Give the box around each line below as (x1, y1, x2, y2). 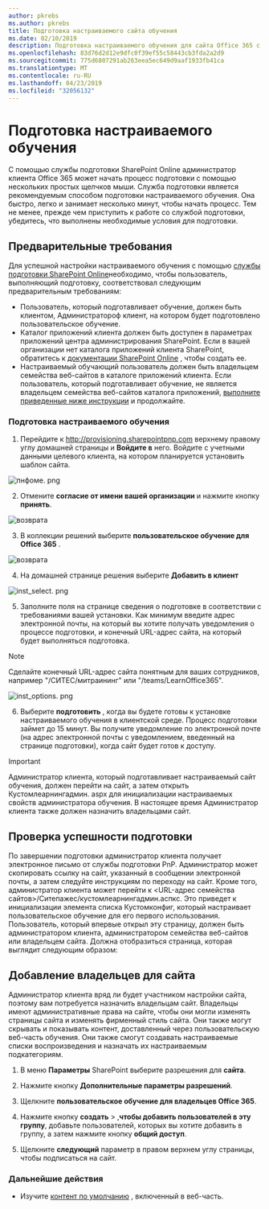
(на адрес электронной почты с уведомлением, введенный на (19, 733, 235, 742)
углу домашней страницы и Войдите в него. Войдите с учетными (19, 443, 245, 453)
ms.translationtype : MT (8, 64, 88, 72)
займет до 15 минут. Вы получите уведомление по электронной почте (19, 724, 261, 734)
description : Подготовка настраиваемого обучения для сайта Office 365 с (8, 42, 261, 50)
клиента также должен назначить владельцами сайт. (8, 806, 191, 816)
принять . (19, 500, 52, 509)
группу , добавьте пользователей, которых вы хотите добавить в (19, 1121, 243, 1130)
